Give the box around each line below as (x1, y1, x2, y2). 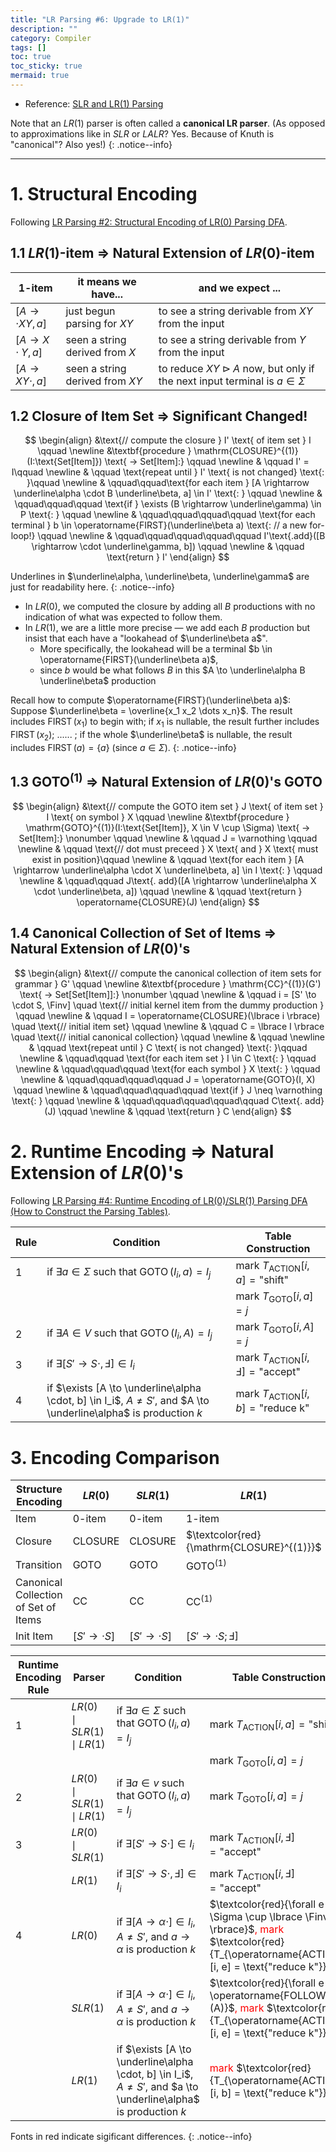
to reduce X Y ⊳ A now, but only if (158, 361, 315, 375)
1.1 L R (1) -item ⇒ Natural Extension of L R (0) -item (10, 245, 315, 262)
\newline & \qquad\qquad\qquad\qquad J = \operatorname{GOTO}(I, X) (20, 1073, 316, 1085)
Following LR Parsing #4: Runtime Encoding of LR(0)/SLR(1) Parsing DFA (10, 1194, 308, 1206)
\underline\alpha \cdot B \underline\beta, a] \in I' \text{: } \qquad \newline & (13, 487, 323, 500)
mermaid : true (10, 71, 70, 81)
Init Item (15, 1629, 54, 1643)
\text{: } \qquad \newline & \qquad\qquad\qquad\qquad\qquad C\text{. (11, 1094, 303, 1106)
